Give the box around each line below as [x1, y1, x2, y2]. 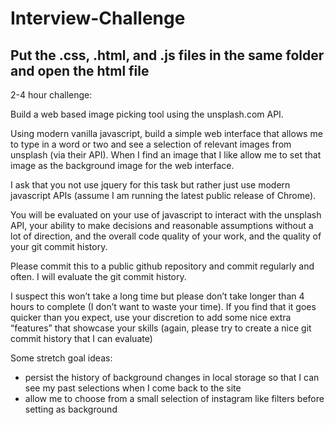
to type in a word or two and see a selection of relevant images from [10, 138, 292, 150]
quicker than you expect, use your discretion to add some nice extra [10, 312, 292, 323]
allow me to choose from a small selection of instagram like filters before [24, 393, 325, 404]
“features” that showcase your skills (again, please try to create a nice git [10, 322, 312, 334]
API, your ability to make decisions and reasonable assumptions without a [10, 220, 314, 231]
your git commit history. [10, 241, 108, 252]
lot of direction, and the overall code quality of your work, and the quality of [10, 230, 322, 242]
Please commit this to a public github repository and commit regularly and [10, 260, 315, 272]
